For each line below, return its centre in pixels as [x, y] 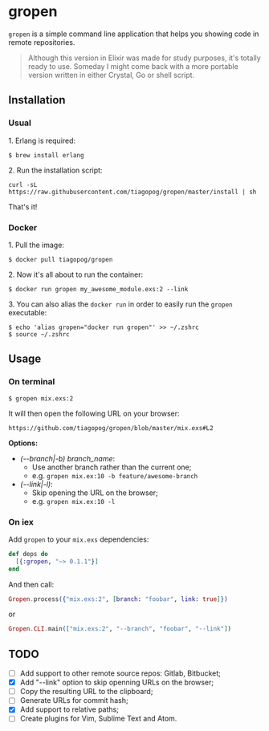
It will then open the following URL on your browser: [94, 413]
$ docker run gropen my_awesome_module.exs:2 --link [98, 289]
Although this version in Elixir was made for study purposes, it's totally [144, 58]
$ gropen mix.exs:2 [41, 398]
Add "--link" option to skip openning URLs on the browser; [117, 682]
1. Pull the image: [36, 245]
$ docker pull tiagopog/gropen [61, 259]
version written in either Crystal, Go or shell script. [111, 75]
